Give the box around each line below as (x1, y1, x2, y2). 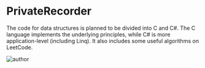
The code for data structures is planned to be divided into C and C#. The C (6, 24, 196, 32)
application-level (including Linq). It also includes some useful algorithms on (6, 37, 199, 44)
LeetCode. (6, 44, 33, 51)
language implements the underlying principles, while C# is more (6, 30, 171, 38)
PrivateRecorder (6, 4, 92, 18)
